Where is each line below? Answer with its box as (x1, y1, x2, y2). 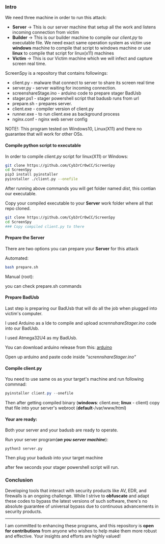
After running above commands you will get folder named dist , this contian (5, 185, 156, 191)
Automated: (5, 255, 29, 261)
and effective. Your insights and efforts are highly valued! (5, 533, 121, 539)
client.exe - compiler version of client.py (12, 106, 94, 112)
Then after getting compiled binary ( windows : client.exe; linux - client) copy (5, 399, 160, 405)
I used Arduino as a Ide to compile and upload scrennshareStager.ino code (5, 320, 157, 326)
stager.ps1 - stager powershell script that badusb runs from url (12, 95, 139, 101)
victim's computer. (5, 310, 43, 316)
